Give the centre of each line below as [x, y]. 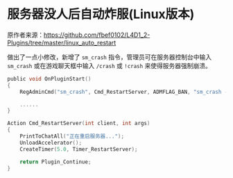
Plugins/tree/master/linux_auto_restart [62, 42]
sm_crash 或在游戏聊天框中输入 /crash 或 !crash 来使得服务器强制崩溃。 [109, 65]
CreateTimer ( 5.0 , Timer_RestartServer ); [79, 149]
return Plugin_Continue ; [55, 162]
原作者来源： [25, 35]
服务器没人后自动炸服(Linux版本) [101, 14]
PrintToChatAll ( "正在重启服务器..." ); [72, 136]
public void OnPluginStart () [49, 79]
